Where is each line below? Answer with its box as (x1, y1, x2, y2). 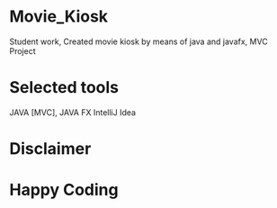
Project (9, 45, 36, 56)
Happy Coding (9, 180, 119, 200)
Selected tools (9, 77, 120, 98)
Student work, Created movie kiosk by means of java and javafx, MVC (9, 36, 268, 47)
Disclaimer (9, 139, 92, 159)
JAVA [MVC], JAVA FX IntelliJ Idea (9, 106, 137, 118)
